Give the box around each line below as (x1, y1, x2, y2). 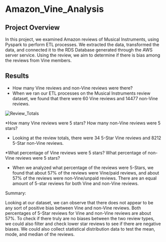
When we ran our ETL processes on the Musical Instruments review (12, 90, 151, 96)
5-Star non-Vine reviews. (12, 140, 64, 146)
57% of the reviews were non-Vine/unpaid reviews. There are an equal (12, 175, 157, 181)
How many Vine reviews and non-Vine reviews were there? (12, 85, 133, 91)
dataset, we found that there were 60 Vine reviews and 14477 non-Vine (12, 95, 158, 101)
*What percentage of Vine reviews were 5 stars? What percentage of (5, 150, 147, 156)
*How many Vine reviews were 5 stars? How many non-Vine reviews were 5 (5, 120, 161, 126)
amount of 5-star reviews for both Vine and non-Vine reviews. (12, 180, 139, 186)
